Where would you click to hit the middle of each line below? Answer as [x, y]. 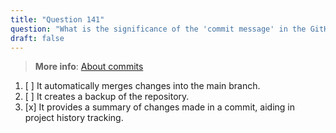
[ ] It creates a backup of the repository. [107, 97]
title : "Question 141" [57, 19]
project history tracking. [74, 118]
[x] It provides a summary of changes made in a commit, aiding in [160, 107]
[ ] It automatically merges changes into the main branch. [142, 86]
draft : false [37, 38]
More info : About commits [89, 67]
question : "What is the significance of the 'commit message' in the [158, 29]
